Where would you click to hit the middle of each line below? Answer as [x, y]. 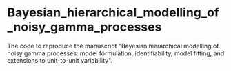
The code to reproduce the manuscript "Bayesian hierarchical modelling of [113, 46]
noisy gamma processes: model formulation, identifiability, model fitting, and [116, 53]
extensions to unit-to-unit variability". [60, 60]
